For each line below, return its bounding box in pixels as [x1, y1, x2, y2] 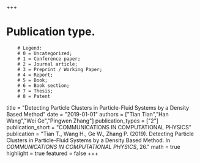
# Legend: [17, 45, 43, 51]
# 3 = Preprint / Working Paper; [17, 66, 103, 72]
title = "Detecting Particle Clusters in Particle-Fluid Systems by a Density [6, 104, 190, 111]
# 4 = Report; [17, 72, 53, 78]
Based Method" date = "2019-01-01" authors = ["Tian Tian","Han [6, 110, 169, 118]
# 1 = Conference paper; [17, 56, 81, 62]
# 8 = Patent [17, 93, 51, 99]
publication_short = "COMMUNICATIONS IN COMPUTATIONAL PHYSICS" [6, 123, 191, 131]
